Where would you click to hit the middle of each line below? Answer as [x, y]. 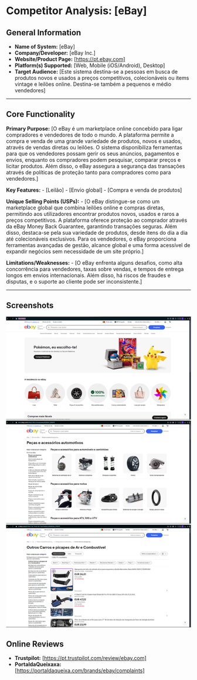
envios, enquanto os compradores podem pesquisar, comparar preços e [94, 159]
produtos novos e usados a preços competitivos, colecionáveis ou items [102, 78]
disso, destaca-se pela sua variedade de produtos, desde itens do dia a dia [97, 232]
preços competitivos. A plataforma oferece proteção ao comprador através [97, 220]
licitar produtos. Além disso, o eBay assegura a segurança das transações [96, 166]
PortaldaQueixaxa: [38, 664]
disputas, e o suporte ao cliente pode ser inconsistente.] [74, 281]
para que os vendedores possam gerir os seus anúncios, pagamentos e [93, 154]
